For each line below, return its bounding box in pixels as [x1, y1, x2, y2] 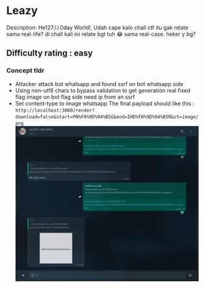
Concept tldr [6, 67, 45, 75]
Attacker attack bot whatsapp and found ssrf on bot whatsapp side [15, 80, 184, 87]
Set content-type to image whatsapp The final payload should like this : [15, 99, 195, 107]
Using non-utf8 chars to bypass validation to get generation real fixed [15, 87, 190, 94]
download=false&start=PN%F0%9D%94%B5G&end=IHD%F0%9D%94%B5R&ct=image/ [15, 113, 199, 120]
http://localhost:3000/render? [15, 107, 95, 113]
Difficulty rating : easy [6, 48, 93, 59]
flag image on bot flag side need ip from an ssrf [15, 93, 135, 101]
